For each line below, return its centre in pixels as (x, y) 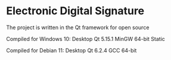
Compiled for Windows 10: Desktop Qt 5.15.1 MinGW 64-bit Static (86, 39)
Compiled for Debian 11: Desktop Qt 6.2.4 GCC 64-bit (71, 50)
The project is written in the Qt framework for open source (78, 27)
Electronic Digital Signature (75, 11)
